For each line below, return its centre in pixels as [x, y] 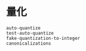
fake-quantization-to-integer [43, 38]
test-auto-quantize [30, 33]
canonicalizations [29, 43]
